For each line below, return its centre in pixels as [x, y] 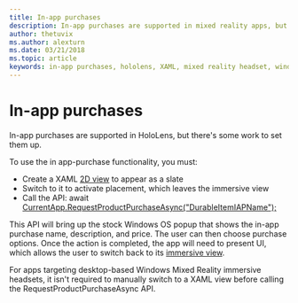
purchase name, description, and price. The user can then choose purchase [148, 233]
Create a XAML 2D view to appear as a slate [102, 179]
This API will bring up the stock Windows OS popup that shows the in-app [144, 224]
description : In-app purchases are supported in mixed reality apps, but [149, 26]
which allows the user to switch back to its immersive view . [117, 252]
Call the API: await [55, 198]
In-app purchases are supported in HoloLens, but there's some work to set [145, 135]
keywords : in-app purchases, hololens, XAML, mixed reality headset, [141, 67]
